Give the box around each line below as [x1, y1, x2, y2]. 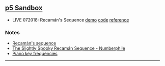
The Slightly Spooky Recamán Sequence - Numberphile [12, 45, 125, 51]
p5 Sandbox [5, 4, 43, 12]
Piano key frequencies [12, 51, 58, 57]
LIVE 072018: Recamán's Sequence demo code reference [12, 17, 129, 22]
